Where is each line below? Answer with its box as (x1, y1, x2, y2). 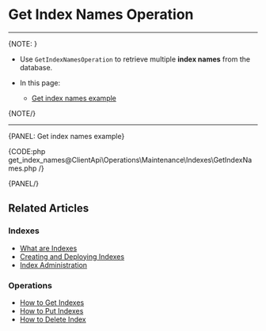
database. (19, 62, 53, 72)
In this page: (19, 77, 61, 88)
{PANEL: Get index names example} (8, 131, 125, 141)
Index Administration (19, 260, 88, 269)
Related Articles (8, 201, 89, 215)
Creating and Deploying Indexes (19, 251, 125, 261)
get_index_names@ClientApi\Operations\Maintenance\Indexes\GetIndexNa (8, 155, 253, 164)
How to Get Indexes (19, 298, 85, 307)
